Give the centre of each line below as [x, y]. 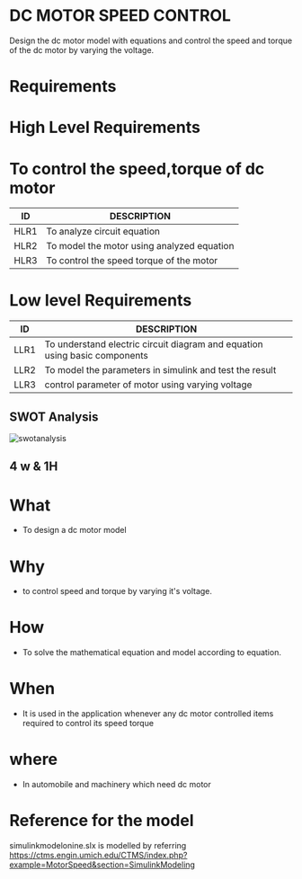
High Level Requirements [105, 128]
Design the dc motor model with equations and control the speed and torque [151, 40]
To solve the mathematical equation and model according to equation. [151, 653]
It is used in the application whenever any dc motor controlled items [148, 714]
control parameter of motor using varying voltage [148, 385]
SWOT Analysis [54, 417]
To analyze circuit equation [103, 232]
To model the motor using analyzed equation [140, 246]
